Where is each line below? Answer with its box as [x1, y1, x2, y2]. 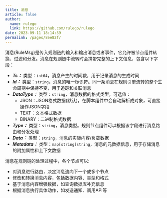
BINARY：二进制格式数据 [19, 116, 71, 122]
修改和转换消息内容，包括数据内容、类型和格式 [12, 175, 109, 181]
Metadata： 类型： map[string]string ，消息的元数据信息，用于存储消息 [12, 141, 161, 147]
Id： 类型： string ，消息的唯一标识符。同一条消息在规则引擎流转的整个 [12, 78, 158, 85]
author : [5, 16, 21, 21]
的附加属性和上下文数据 [12, 147, 61, 153]
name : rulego [9, 21, 37, 26]
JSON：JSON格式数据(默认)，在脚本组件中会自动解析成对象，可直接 [19, 97, 161, 103]
